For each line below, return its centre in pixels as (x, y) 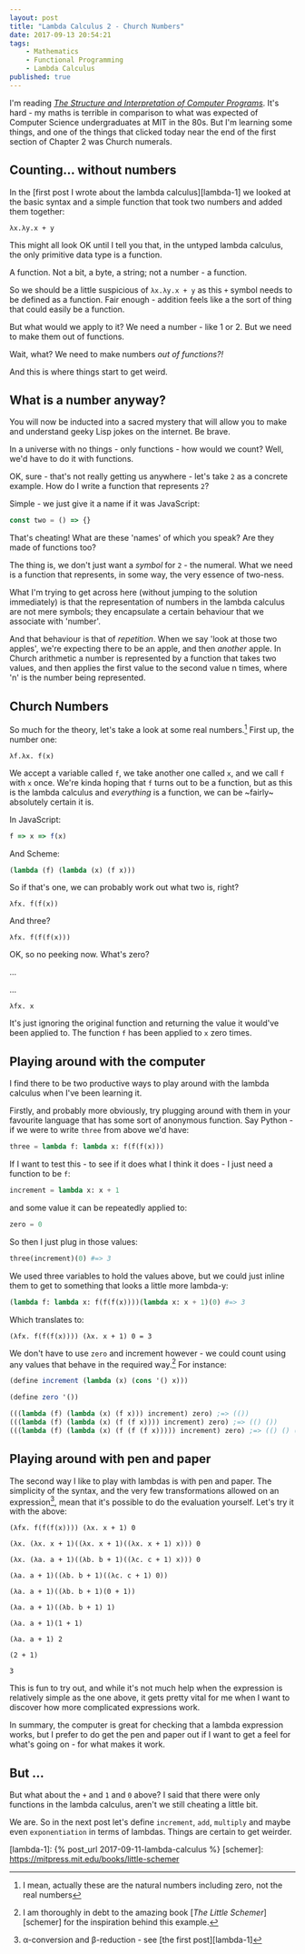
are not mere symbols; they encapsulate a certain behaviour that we (137, 612)
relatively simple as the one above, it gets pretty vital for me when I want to (150, 1698)
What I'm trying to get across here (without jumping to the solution (133, 593)
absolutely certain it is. (52, 802)
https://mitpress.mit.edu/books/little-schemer (94, 1859)
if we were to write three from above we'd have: (99, 1130)
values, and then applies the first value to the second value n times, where (148, 668)
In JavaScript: (35, 819)
